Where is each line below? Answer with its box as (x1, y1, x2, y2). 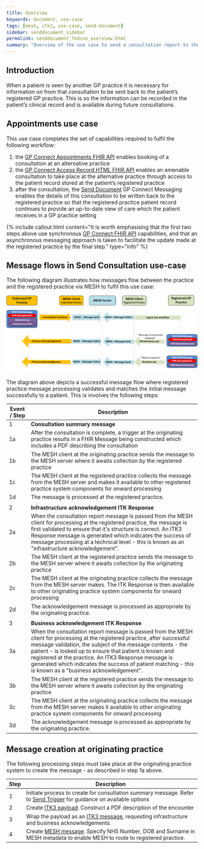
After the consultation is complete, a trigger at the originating (30, 429, 183, 436)
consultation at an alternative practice (15, 159, 110, 167)
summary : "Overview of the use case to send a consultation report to (6, 42, 189, 48)
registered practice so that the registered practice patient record (15, 198, 177, 206)
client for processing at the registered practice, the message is (30, 518, 187, 526)
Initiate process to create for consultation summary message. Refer (26, 789, 194, 797)
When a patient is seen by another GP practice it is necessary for (6, 81, 169, 88)
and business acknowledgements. (26, 819, 111, 826)
